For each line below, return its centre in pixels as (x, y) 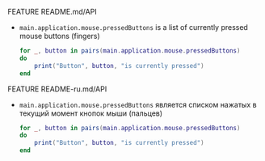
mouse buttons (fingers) (59, 36)
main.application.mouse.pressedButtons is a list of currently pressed (133, 27)
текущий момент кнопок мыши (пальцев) (91, 113)
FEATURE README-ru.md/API (57, 89)
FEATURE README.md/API (53, 12)
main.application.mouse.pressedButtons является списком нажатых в (138, 104)
